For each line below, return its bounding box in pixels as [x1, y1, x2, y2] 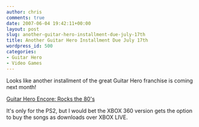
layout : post [6, 26, 40, 32]
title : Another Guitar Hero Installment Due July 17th [6, 37, 148, 43]
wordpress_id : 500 [6, 43, 53, 49]
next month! [6, 83, 37, 90]
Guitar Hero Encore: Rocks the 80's [6, 95, 96, 103]
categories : [6, 49, 37, 55]
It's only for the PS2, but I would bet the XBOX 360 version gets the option [6, 107, 193, 114]
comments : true [6, 15, 45, 21]
